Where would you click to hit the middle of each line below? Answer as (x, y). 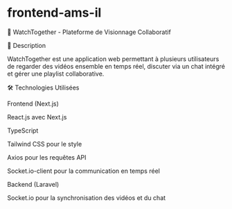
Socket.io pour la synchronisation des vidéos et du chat (87, 198)
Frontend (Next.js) (33, 103)
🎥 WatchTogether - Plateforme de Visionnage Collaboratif (89, 32)
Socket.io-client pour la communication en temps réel (84, 171)
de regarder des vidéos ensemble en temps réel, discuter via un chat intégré (116, 66)
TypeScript (23, 131)
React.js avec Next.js (37, 117)
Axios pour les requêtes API (47, 157)
